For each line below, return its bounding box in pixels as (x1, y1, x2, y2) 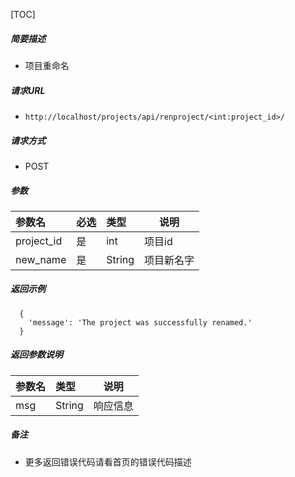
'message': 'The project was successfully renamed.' (28, 317, 253, 328)
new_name (15, 252, 67, 266)
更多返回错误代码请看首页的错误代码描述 (24, 455, 192, 468)
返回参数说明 (10, 349, 63, 361)
